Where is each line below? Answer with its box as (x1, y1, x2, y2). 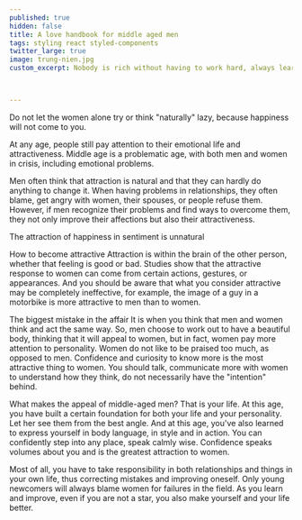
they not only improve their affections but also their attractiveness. (9, 214, 255, 224)
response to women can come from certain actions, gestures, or (9, 268, 247, 278)
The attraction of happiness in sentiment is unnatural (9, 231, 205, 242)
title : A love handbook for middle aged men (9, 30, 179, 39)
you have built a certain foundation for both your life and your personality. (9, 407, 282, 419)
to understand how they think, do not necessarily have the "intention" (9, 371, 267, 382)
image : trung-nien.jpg (9, 55, 94, 64)
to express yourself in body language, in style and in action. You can (9, 427, 262, 438)
